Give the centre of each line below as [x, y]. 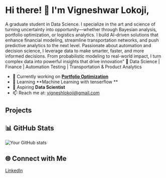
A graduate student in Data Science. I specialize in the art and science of [80, 24]
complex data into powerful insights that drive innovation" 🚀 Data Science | [83, 61]
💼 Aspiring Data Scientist [39, 87]
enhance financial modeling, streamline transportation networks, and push [82, 40]
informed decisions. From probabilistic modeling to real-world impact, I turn [83, 56]
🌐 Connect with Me [36, 158]
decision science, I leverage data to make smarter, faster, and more [75, 51]
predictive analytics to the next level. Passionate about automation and [78, 45]
